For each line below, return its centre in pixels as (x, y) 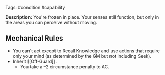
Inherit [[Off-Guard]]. (35, 61)
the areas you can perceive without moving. (51, 23)
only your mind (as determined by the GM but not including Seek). (82, 56)
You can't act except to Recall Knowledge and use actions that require (86, 51)
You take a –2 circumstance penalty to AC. (65, 67)
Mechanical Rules (34, 38)
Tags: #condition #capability (35, 7)
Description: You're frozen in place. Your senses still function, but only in (82, 17)
